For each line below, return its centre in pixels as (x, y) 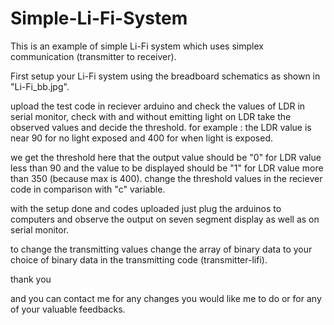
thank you (31, 279)
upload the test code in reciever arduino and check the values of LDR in (158, 106)
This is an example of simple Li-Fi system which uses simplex (137, 46)
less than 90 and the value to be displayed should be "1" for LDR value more (167, 168)
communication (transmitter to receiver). (93, 56)
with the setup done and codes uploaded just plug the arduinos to (146, 208)
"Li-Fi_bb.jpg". (40, 86)
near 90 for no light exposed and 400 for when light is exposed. (142, 138)
